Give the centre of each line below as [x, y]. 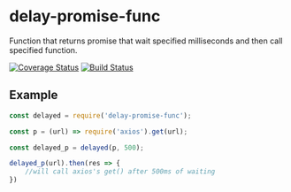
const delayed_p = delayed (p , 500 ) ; [77, 148]
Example [34, 95]
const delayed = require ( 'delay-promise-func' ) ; [100, 115]
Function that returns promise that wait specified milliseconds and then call [146, 41]
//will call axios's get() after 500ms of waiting [120, 172]
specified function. [43, 50]
